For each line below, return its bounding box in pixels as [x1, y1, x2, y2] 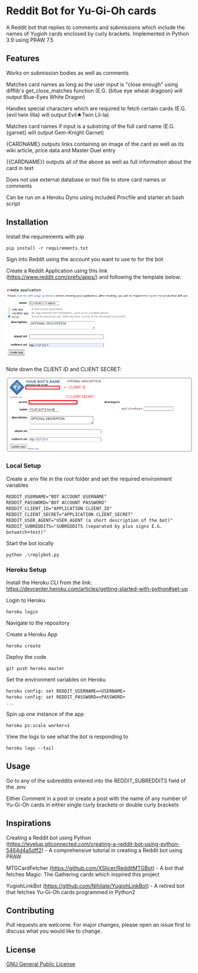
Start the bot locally [6, 539, 54, 546]
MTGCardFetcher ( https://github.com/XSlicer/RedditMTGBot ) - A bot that [6, 864, 184, 872]
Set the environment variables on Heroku [6, 676, 106, 683]
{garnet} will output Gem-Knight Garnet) [6, 129, 105, 136]
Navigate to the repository [6, 619, 70, 626]
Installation [6, 217, 48, 228]
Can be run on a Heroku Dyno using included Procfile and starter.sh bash [6, 194, 184, 201]
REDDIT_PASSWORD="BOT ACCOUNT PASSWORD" [6, 500, 108, 505]
